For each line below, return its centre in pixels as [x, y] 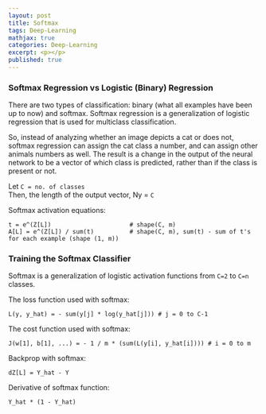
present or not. [33, 171]
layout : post [30, 15]
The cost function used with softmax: [69, 329]
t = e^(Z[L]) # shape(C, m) [92, 225]
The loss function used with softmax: [69, 300]
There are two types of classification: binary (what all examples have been [130, 105]
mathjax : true [32, 38]
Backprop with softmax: [47, 358]
